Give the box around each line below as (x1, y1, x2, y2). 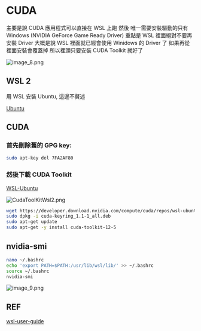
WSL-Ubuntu (6, 184, 38, 192)
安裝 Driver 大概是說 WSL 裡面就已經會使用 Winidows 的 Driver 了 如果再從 (6, 39, 190, 46)
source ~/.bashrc (6, 268, 50, 274)
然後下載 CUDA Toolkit (6, 170, 72, 179)
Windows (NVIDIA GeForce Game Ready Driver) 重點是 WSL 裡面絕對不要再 (6, 31, 193, 39)
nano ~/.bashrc (6, 257, 44, 263)
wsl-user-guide (6, 318, 44, 325)
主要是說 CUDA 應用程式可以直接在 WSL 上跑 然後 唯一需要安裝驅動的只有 (6, 24, 188, 31)
